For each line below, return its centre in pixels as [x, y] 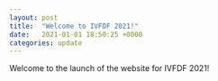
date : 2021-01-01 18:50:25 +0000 [76, 34]
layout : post [34, 18]
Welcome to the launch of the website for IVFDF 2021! [109, 68]
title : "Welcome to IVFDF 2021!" [74, 26]
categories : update [46, 43]
